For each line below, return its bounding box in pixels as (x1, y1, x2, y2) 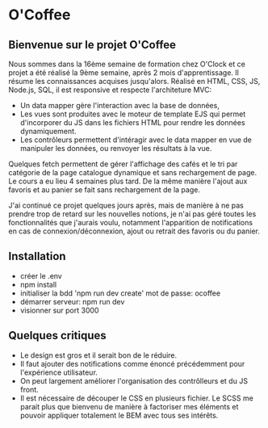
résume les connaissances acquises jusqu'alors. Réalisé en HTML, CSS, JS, (8, 77, 261, 86)
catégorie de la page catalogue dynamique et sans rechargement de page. (8, 168, 257, 177)
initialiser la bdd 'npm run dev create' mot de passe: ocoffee (19, 288, 220, 298)
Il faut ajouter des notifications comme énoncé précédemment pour (19, 359, 245, 368)
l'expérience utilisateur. (19, 367, 98, 377)
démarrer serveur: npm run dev (19, 296, 125, 306)
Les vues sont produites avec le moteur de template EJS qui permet (19, 109, 246, 119)
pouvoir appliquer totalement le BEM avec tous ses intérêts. (19, 410, 219, 420)
